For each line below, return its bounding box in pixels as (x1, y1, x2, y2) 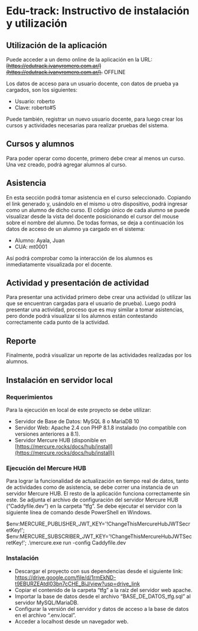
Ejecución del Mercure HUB (6, 463, 87, 472)
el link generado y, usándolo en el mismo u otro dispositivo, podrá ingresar (6, 200, 188, 207)
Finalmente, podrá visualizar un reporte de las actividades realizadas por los (6, 352, 192, 359)
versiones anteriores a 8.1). (14, 430, 81, 437)
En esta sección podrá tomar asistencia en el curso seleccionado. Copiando (6, 194, 191, 201)
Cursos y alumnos (6, 139, 74, 149)
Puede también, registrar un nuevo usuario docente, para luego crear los (6, 115, 183, 123)
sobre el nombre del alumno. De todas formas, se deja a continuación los (6, 219, 184, 226)
